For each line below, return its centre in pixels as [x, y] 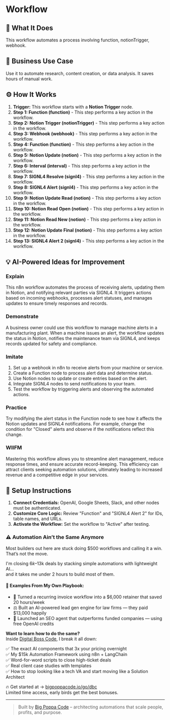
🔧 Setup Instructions [39, 490]
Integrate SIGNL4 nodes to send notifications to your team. [74, 383]
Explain [15, 276]
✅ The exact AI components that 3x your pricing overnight [66, 648]
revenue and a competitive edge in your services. [57, 475]
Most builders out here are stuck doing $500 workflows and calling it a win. [84, 548]
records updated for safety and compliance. [51, 344]
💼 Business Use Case [40, 61]
